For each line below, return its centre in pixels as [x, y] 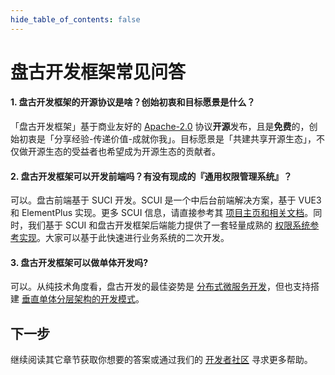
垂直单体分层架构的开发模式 [78, 299]
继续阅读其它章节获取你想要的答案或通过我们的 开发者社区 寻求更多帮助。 [161, 360]
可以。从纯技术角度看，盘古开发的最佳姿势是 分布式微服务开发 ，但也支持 [160, 287]
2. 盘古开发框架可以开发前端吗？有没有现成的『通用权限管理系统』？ [151, 176]
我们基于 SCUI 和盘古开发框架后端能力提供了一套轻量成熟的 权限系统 [169, 225]
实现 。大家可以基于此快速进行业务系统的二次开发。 [124, 238]
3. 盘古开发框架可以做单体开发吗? [79, 262]
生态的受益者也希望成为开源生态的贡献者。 [132, 152]
